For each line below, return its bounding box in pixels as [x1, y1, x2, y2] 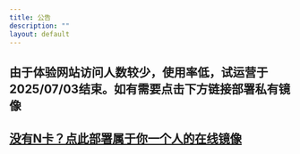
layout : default [9, 29, 70, 38]
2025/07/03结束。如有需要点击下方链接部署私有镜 [9, 81, 291, 96]
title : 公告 [9, 12, 51, 22]
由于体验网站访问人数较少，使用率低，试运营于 [9, 64, 269, 80]
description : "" [9, 21, 70, 30]
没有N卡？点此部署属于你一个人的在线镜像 [9, 131, 243, 147]
